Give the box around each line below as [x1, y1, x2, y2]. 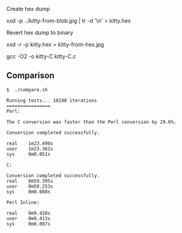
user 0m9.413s [6, 215, 51, 221]
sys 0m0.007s [6, 221, 51, 227]
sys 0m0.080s [6, 188, 51, 195]
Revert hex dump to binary [6, 29, 74, 36]
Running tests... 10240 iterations [6, 97, 97, 104]
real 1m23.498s [6, 140, 53, 147]
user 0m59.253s [6, 183, 53, 189]
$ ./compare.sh [6, 86, 48, 93]
